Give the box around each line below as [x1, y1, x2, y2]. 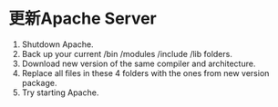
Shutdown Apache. [21, 38, 94, 50]
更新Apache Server [8, 8, 157, 29]
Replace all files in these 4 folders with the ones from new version [21, 67, 270, 78]
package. [21, 77, 57, 88]
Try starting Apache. [21, 87, 99, 98]
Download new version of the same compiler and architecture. [21, 58, 256, 69]
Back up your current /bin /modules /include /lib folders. [21, 48, 233, 59]
